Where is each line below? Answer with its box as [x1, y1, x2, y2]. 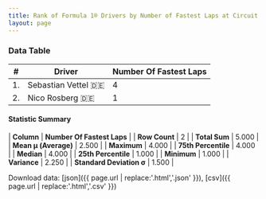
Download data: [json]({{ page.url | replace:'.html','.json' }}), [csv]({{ [8, 173, 231, 182]
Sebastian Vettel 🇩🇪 [27, 79, 105, 90]
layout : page [8, 19, 52, 27]
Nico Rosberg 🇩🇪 [27, 92, 96, 103]
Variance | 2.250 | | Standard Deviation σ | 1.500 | [8, 158, 174, 167]
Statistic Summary [8, 115, 72, 124]
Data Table [8, 45, 51, 57]
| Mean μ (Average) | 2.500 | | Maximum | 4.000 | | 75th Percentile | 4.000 [8, 141, 256, 150]
